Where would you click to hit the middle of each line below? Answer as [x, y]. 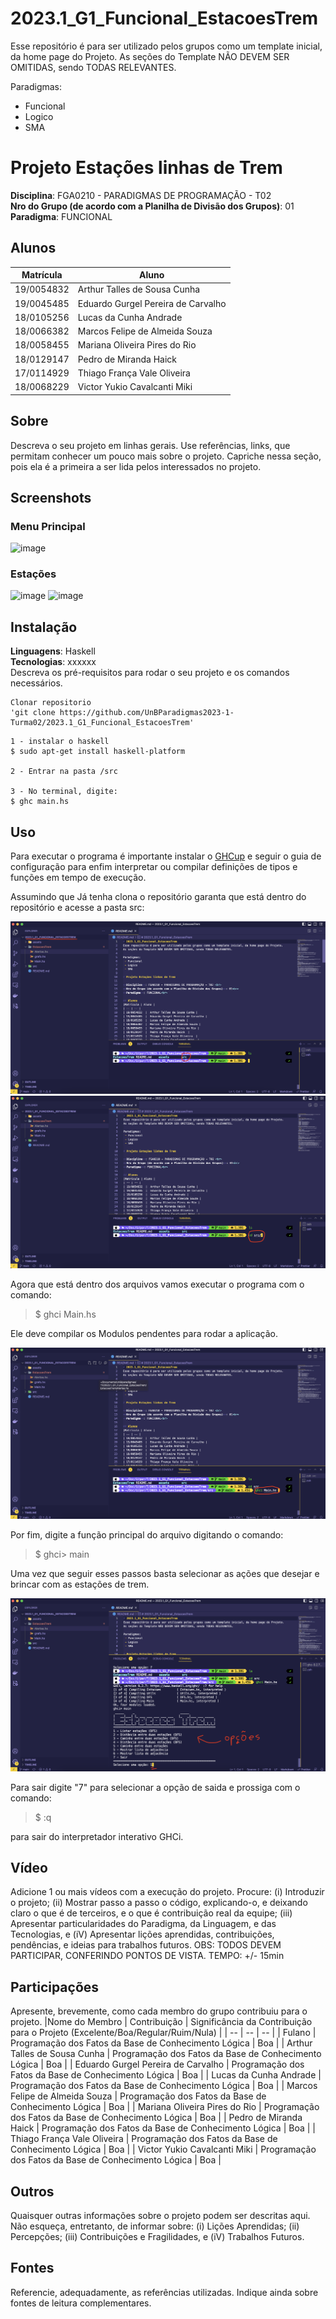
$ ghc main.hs [40, 802]
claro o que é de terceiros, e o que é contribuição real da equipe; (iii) [151, 1913]
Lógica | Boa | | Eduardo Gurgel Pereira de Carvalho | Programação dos [157, 2064]
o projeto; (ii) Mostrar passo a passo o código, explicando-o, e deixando [159, 1903]
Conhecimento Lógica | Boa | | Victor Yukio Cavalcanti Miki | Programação [163, 2149]
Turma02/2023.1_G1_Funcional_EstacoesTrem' [102, 723]
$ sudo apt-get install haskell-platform [98, 752]
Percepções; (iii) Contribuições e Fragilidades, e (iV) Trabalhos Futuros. [157, 2237]
